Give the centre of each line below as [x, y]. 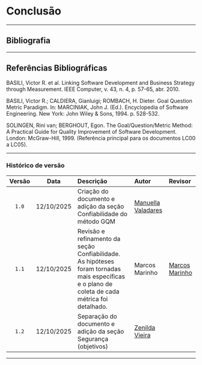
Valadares [148, 210]
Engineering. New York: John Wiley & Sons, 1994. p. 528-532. [83, 113]
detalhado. [93, 307]
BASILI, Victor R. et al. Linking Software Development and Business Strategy [101, 83]
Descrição [92, 181]
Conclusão [34, 11]
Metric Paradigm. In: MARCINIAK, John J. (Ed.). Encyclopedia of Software [97, 107]
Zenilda [145, 328]
